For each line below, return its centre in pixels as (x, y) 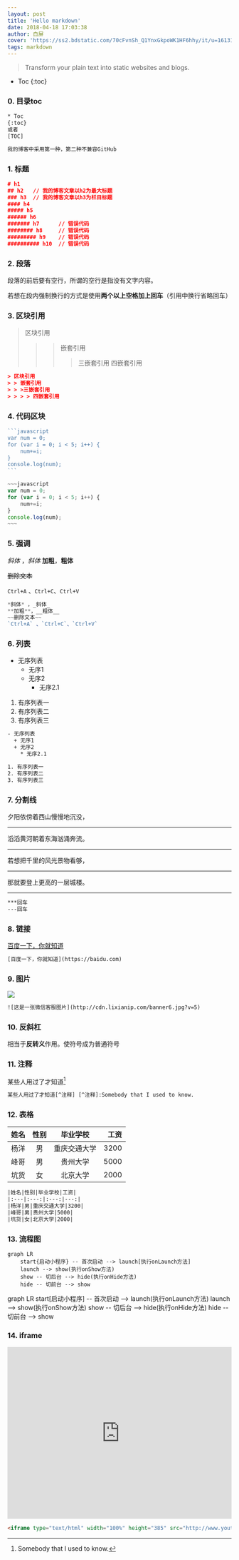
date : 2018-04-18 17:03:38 (47, 27)
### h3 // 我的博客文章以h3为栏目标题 (60, 197)
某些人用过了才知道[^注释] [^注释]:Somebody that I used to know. (101, 1095)
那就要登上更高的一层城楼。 (48, 882)
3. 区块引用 (26, 316)
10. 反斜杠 (24, 1027)
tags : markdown (30, 47)
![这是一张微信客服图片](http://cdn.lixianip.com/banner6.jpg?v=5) (104, 1007)
